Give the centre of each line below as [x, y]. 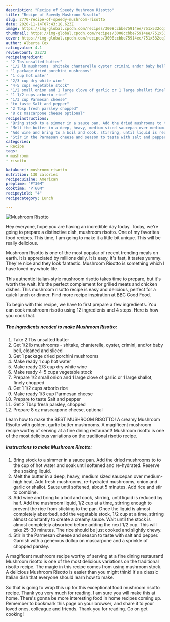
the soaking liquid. [32, 471]
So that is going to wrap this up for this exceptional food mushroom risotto [83, 587]
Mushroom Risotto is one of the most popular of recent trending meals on [82, 252]
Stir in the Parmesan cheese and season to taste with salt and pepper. [86, 535]
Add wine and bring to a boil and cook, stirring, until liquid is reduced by [88, 497]
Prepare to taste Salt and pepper [47, 399]
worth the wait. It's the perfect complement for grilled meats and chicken [82, 284]
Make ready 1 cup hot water [42, 361]
